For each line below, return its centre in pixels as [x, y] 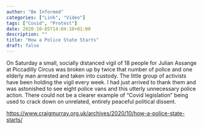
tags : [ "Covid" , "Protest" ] [42, 23]
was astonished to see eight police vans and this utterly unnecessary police [101, 88]
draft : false [23, 46]
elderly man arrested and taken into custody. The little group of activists [96, 76]
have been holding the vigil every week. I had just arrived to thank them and [101, 82]
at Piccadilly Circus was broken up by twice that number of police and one [99, 69]
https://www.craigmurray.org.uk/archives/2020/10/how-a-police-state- [96, 113]
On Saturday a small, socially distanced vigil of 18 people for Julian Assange [101, 63]
